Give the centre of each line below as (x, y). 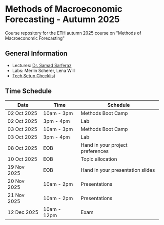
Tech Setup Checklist (33, 76)
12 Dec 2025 (23, 212)
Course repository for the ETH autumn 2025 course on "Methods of (73, 33)
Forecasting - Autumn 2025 (62, 19)
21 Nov (16, 195)
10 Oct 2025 (22, 159)
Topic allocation (99, 159)
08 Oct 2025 (22, 148)
